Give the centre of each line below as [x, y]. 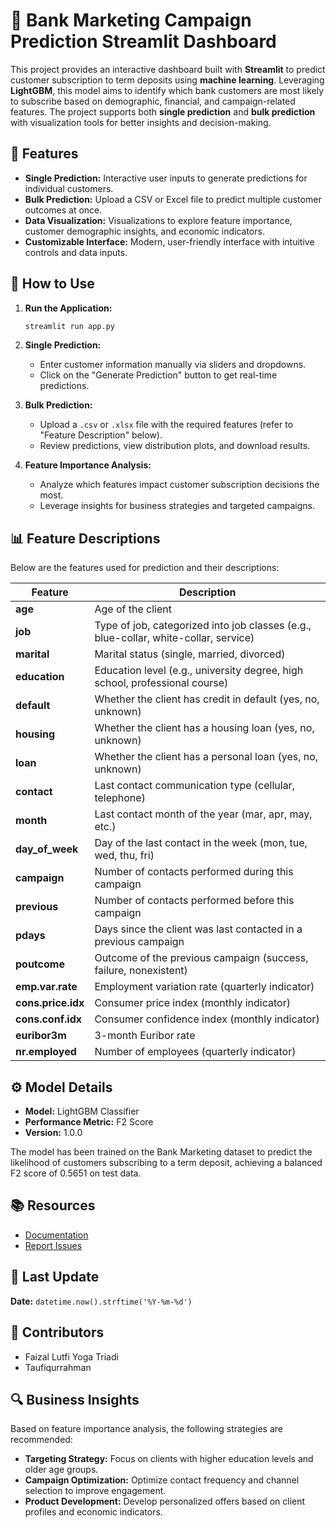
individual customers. [69, 188]
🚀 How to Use [52, 284]
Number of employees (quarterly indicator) [195, 1052]
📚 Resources [53, 1205]
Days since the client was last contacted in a [198, 929]
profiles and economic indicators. [93, 1512]
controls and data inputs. [76, 252]
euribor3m [41, 1036]
